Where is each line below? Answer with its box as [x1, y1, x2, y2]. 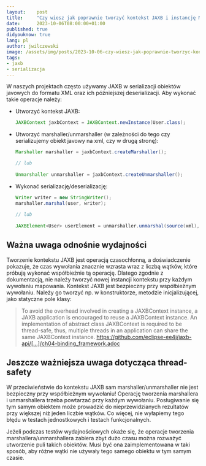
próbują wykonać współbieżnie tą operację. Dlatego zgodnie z [6, 269, 164, 277]
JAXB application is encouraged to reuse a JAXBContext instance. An [21, 313, 197, 321]
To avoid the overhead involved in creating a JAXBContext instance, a [21, 307, 198, 315]
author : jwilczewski [6, 44, 59, 50]
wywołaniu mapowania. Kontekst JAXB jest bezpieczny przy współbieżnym [6, 282, 197, 289]
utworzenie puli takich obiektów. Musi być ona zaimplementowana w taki [6, 441, 190, 448]
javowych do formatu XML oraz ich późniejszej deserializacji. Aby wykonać [6, 90, 196, 97]
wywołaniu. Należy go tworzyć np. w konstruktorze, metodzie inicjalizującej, [6, 289, 199, 296]
